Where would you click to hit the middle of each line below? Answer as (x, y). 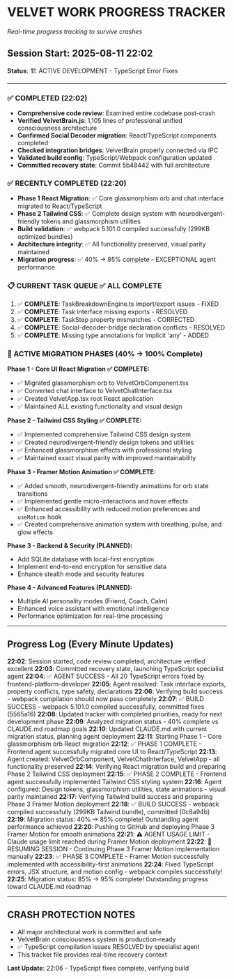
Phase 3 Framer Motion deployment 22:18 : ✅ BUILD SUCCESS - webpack (113, 804)
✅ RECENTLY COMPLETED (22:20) (67, 183)
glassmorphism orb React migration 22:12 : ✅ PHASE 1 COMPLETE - (104, 744)
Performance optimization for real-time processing (90, 616)
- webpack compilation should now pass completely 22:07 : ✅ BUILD (106, 698)
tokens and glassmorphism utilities (91, 221)
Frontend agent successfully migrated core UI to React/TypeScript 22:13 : (112, 751)
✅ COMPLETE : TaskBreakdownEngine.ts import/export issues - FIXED (118, 304)
